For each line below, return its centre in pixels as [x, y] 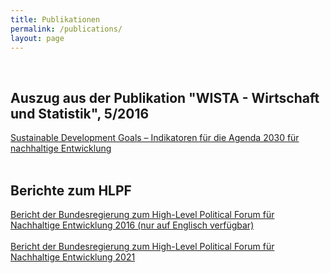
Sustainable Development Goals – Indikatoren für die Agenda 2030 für [155, 138]
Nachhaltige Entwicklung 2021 [73, 257]
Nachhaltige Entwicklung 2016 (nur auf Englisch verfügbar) [132, 225]
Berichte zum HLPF [71, 190]
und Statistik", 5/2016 [80, 113]
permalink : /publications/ [66, 29]
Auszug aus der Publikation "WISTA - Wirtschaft [165, 97]
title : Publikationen [55, 19]
